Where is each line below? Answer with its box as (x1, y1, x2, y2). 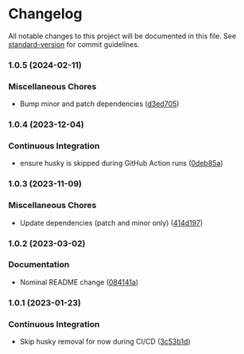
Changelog (8, 5, 83, 23)
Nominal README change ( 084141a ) (19, 277, 139, 287)
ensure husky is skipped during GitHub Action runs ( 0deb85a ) (19, 159, 224, 168)
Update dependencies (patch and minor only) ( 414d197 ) (19, 218, 203, 227)
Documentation (8, 259, 70, 270)
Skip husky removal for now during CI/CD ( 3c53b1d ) (19, 336, 191, 347)
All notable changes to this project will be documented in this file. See (8, 31, 237, 41)
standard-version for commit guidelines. (8, 39, 140, 49)
